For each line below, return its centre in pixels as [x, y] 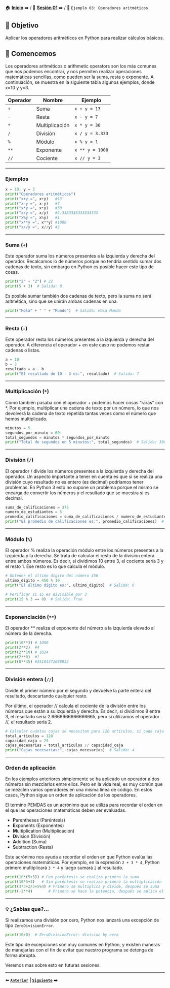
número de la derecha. [29, 633]
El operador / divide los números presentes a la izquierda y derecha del [80, 471]
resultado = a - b [25, 369]
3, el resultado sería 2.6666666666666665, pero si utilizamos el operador [82, 716]
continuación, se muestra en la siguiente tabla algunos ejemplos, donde [80, 82]
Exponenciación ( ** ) [31, 617]
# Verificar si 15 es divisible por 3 [46, 595]
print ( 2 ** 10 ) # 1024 [27, 652]
